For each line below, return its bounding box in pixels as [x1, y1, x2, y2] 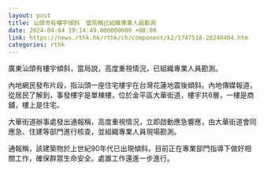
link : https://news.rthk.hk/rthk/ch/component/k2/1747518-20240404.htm [8, 33, 248, 42]
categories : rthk [8, 41, 65, 49]
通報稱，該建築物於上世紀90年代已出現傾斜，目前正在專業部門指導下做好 [8, 144, 245, 153]
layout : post [8, 11, 51, 20]
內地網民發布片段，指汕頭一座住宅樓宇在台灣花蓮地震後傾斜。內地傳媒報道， [8, 81, 257, 90]
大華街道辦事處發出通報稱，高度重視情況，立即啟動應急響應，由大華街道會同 [8, 117, 257, 127]
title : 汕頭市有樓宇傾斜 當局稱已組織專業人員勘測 [8, 19, 156, 27]
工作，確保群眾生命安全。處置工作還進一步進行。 [14, 153, 174, 163]
